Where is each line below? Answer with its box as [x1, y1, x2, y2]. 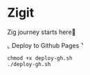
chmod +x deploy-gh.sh [7, 54, 73, 62]
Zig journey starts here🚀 [7, 28, 76, 36]
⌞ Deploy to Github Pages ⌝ [7, 41, 84, 49]
